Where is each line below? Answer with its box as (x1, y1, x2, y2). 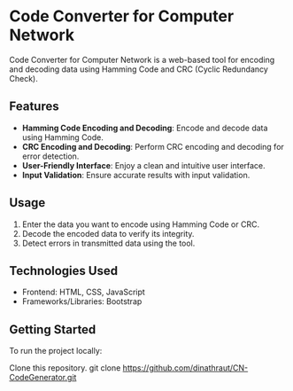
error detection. (21, 151, 80, 161)
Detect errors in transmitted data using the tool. (21, 238, 196, 248)
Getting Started (9, 322, 96, 337)
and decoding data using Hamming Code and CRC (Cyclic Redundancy (9, 64, 268, 74)
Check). (9, 73, 38, 83)
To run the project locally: (9, 346, 103, 356)
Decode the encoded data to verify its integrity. (21, 228, 195, 239)
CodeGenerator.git (9, 372, 77, 383)
